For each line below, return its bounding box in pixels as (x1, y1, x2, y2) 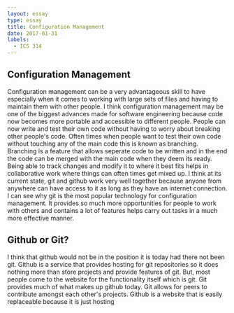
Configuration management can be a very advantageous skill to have (7, 87, 206, 95)
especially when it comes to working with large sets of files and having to (7, 95, 219, 103)
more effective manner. (7, 214, 75, 222)
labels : (7, 36, 30, 43)
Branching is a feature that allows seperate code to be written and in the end (7, 146, 228, 155)
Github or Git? (7, 234, 69, 246)
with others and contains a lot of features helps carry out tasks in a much (7, 206, 218, 214)
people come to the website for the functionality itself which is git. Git (7, 274, 207, 284)
